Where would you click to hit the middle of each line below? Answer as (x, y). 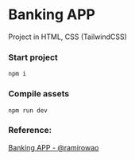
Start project (33, 57)
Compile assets (39, 94)
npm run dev (28, 110)
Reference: (30, 131)
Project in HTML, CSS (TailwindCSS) (67, 37)
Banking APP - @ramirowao (54, 147)
